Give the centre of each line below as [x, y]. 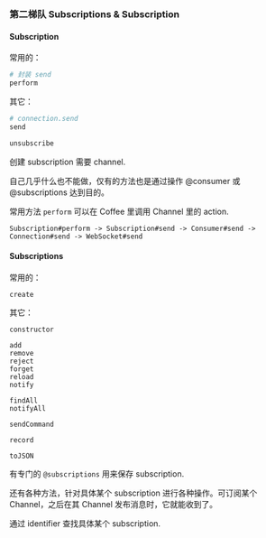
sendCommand [32, 424]
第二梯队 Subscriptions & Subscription [95, 14]
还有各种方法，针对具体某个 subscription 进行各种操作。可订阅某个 [133, 493]
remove [22, 353]
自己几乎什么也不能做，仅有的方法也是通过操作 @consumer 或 [125, 181]
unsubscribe [32, 143]
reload [22, 376]
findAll [24, 400]
